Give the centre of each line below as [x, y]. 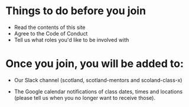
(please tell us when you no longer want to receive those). [85, 98]
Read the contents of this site [50, 27]
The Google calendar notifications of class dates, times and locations [98, 91]
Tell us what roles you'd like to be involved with [71, 40]
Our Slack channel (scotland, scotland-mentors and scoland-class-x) [98, 80]
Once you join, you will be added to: [95, 64]
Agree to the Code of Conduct [51, 33]
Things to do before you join [76, 11]
